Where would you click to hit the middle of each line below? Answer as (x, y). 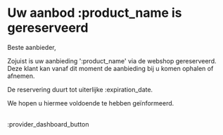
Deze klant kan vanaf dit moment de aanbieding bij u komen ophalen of (110, 68)
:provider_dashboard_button (48, 124)
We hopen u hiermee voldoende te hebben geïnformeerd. (91, 103)
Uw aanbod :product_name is (95, 13)
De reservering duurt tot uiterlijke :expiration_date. (80, 89)
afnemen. (21, 76)
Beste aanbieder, (32, 47)
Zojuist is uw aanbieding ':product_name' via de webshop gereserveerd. (112, 60)
